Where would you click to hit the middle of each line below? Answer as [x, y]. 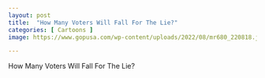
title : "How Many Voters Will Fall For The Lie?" [93, 23]
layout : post [30, 15]
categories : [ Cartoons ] [50, 30]
